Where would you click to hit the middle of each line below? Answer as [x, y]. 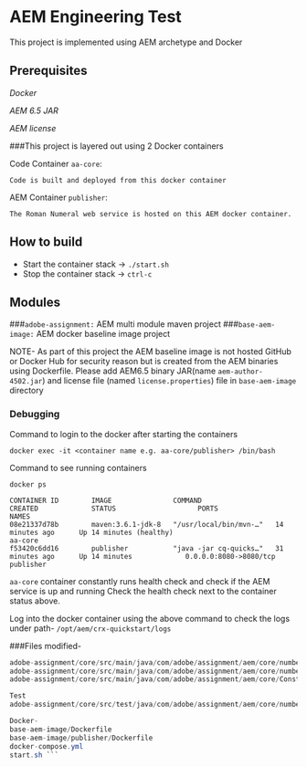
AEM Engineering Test [96, 17]
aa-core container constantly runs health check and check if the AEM [140, 581]
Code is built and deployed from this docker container [118, 180]
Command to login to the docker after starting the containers [124, 434]
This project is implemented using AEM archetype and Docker [126, 42]
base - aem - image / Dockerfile [61, 729]
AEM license [33, 128]
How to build [46, 242]
